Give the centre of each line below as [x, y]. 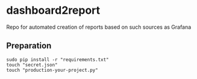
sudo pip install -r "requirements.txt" [58, 60]
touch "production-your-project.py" [52, 70]
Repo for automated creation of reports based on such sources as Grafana [99, 27]
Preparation [29, 46]
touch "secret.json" [32, 65]
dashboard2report [53, 10]
